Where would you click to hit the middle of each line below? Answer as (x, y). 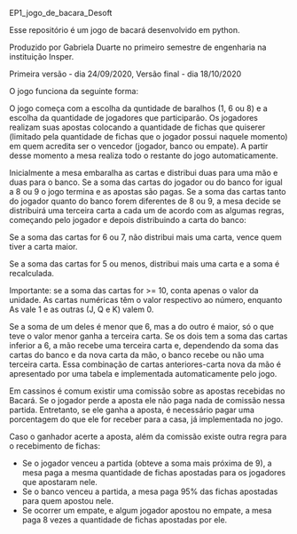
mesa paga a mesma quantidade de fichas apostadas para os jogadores (154, 473)
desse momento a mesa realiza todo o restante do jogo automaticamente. (144, 155)
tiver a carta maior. (43, 247)
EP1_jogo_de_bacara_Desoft (61, 13)
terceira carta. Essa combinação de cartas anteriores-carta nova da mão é (145, 364)
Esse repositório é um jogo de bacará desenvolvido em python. (125, 30)
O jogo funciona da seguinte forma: (74, 91)
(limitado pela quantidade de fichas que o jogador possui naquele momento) (148, 136)
